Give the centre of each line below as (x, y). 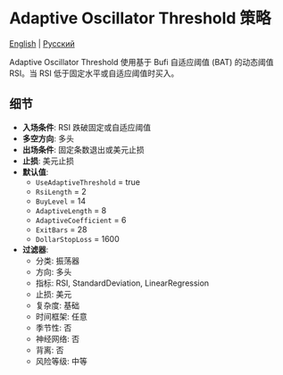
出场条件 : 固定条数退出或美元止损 (83, 149)
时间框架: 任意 (61, 316)
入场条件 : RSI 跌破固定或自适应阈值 (87, 127)
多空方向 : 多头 (48, 138)
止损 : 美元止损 (48, 161)
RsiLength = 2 (61, 191)
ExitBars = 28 (61, 229)
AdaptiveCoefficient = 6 (81, 220)
